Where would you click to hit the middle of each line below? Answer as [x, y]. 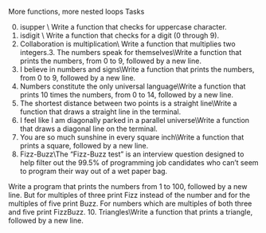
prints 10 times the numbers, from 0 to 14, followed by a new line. [126, 95]
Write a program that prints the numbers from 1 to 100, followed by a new [128, 186]
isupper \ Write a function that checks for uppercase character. [123, 27]
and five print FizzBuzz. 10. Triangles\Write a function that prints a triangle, [131, 212]
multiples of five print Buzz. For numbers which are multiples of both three [130, 203]
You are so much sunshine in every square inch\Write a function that [132, 137]
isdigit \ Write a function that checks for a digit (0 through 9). [119, 36]
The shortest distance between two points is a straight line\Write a [128, 103]
